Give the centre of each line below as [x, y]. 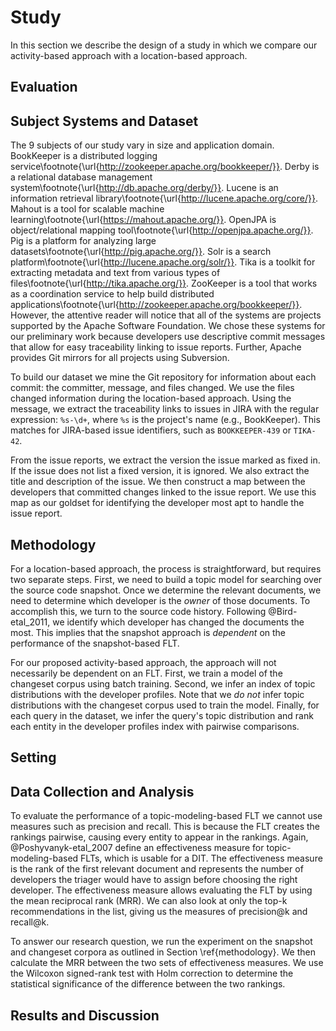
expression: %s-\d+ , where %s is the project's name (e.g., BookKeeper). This [165, 420]
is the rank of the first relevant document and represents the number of [157, 869]
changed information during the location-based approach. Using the [151, 398]
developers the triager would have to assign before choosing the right [154, 880]
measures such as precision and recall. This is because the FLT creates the [165, 827]
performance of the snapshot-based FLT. [95, 643]
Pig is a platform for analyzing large [83, 241]
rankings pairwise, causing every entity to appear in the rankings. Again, [159, 837]
